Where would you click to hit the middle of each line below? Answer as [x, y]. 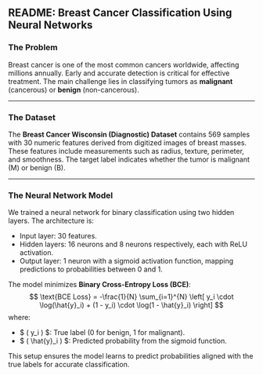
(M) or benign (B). [37, 167]
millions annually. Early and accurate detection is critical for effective [119, 73]
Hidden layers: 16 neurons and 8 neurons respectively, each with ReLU [133, 244]
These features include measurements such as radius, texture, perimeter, [126, 151]
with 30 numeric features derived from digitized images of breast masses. [128, 142]
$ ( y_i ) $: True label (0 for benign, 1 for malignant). [102, 333]
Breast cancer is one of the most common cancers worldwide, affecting [124, 64]
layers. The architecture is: [51, 221]
